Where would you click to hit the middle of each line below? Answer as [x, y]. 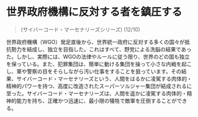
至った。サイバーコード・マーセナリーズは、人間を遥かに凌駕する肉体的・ [97, 93]
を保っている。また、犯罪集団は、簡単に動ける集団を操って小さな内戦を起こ [99, 64]
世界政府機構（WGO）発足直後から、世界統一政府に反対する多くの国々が [95, 42]
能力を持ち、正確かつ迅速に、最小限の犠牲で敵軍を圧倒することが [97, 101]
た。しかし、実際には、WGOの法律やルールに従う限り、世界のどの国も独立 [98, 56]
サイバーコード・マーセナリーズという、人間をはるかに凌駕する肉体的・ [104, 78]
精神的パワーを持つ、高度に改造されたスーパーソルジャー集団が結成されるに [99, 86]
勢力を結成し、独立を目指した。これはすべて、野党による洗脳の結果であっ [101, 49]
